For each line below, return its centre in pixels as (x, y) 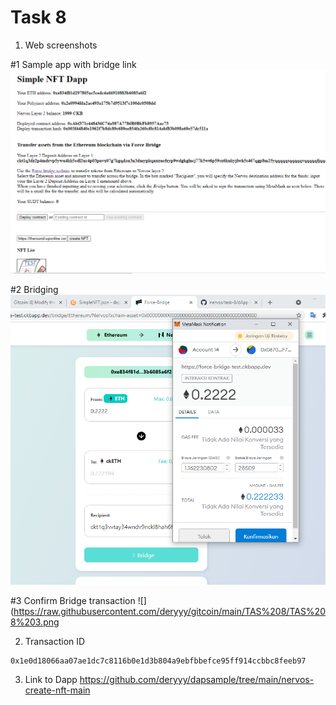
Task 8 (38, 17)
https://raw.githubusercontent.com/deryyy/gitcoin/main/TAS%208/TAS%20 (169, 612)
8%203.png (35, 622)
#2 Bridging (34, 290)
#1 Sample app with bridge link (73, 64)
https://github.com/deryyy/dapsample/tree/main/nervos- (197, 680)
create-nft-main (57, 690)
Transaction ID (55, 642)
